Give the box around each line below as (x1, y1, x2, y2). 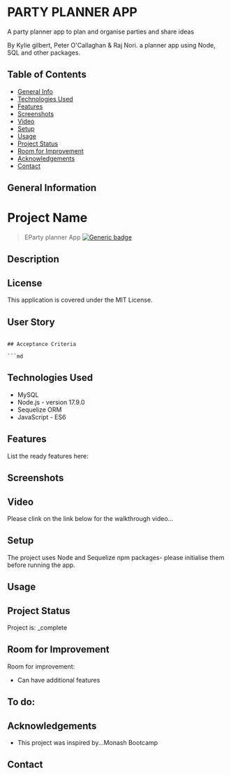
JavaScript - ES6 (17, 412, 66, 421)
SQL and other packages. (7, 48, 81, 57)
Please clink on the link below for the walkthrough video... (7, 514, 174, 522)
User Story (7, 316, 55, 328)
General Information (7, 182, 97, 194)
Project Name (7, 210, 88, 226)
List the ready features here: (7, 452, 89, 460)
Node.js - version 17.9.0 (17, 398, 85, 406)
